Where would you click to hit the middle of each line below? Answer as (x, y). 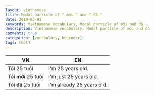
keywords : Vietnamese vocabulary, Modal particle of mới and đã (74, 24)
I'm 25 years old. (69, 68)
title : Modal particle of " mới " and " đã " (54, 15)
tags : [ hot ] (18, 43)
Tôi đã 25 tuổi (24, 85)
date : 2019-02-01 (23, 19)
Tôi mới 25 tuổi (26, 76)
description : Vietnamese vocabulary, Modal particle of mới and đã (78, 29)
